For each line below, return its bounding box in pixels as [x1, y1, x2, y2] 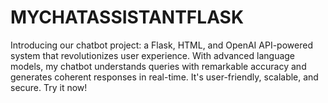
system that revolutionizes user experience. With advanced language [10, 49, 296, 61]
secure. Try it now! [10, 81, 88, 93]
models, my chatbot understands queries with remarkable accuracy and [10, 60, 307, 72]
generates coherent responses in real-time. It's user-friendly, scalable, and [10, 71, 319, 83]
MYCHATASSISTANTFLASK [10, 6, 245, 29]
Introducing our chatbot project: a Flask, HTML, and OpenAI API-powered [10, 39, 313, 51]
